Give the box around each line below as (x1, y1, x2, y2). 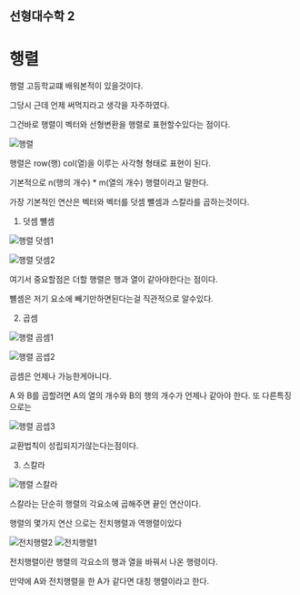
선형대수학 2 (9, 8, 75, 25)
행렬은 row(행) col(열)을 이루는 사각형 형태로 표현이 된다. (9, 158, 212, 169)
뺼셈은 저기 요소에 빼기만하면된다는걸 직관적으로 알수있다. (9, 293, 214, 304)
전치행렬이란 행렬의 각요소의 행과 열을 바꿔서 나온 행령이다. (9, 557, 218, 568)
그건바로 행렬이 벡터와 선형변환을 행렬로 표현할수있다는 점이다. (9, 119, 231, 130)
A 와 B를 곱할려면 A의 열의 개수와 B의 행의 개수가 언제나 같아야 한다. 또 (9, 390, 261, 401)
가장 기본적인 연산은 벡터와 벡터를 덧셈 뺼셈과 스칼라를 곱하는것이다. (9, 197, 250, 208)
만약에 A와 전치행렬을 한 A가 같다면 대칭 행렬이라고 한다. (9, 576, 210, 587)
